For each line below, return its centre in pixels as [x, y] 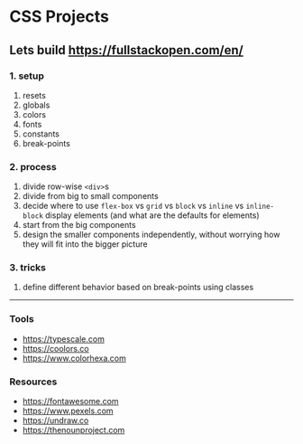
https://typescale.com [64, 339]
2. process [33, 166]
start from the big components [79, 225]
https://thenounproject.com [73, 430]
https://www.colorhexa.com [74, 358]
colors [34, 114]
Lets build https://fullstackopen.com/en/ [126, 50]
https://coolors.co [55, 348]
